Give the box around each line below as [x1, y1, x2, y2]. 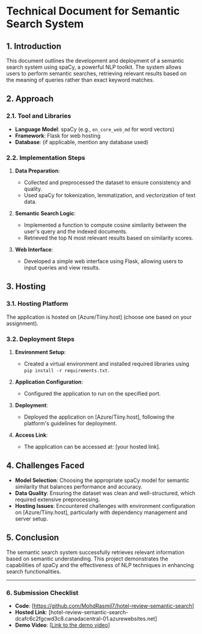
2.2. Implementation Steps [6, 153, 85, 162]
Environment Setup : [14, 348, 66, 355]
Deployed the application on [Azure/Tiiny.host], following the [23, 413, 174, 420]
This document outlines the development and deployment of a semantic [6, 57, 185, 64]
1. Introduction [6, 41, 61, 51]
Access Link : [14, 431, 48, 439]
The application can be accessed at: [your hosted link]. [23, 443, 161, 450]
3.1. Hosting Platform [6, 300, 69, 308]
